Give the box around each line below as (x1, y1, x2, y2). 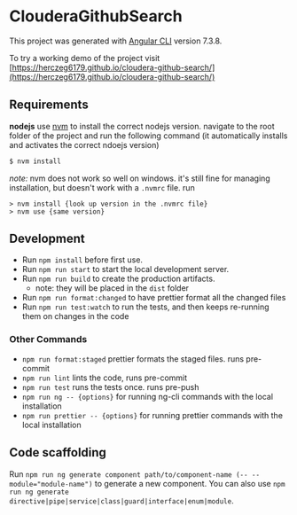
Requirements (9, 98, 89, 113)
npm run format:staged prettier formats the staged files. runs (21, 353, 245, 364)
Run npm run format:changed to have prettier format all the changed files (21, 293, 286, 303)
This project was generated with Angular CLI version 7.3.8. (9, 35, 223, 46)
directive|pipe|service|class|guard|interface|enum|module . (9, 495, 234, 506)
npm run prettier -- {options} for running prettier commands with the (21, 410, 284, 420)
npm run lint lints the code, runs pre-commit (21, 372, 188, 383)
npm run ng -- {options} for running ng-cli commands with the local (21, 391, 273, 402)
